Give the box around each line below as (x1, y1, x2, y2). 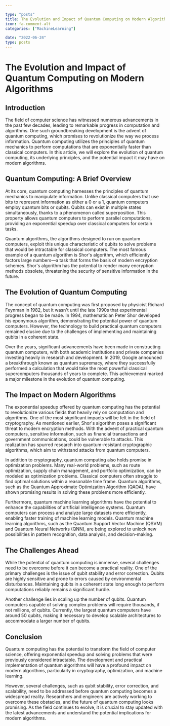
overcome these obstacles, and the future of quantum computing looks (5, 699, 154, 705)
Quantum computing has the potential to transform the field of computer (5, 646, 156, 652)
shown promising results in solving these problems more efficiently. (5, 489, 146, 495)
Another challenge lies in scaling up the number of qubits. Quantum (5, 596, 146, 602)
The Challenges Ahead (5, 546, 79, 555)
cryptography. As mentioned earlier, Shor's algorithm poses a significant (5, 420, 156, 426)
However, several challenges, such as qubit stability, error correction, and (5, 683, 159, 689)
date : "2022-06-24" (5, 35, 47, 41)
